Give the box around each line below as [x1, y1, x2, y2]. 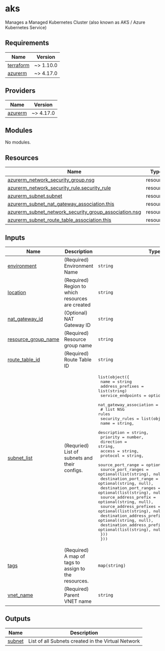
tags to [64, 559, 80, 566]
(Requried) [64, 442, 89, 449]
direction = [100, 439, 127, 444]
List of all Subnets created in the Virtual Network [28, 637, 140, 644]
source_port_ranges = [100, 467, 149, 472]
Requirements [5, 39, 49, 47]
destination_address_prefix [100, 513, 164, 518]
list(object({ [98, 374, 130, 380]
